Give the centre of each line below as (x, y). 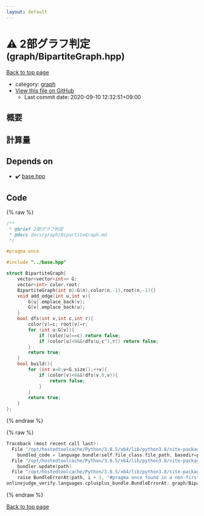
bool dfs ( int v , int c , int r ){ (56, 319)
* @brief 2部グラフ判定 (36, 229)
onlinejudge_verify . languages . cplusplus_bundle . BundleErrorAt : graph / (97, 483)
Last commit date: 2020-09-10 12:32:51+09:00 (83, 97)
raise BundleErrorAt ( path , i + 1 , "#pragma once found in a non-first (108, 478)
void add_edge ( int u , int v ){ (54, 296)
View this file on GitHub (45, 90)
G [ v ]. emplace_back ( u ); (57, 307)
